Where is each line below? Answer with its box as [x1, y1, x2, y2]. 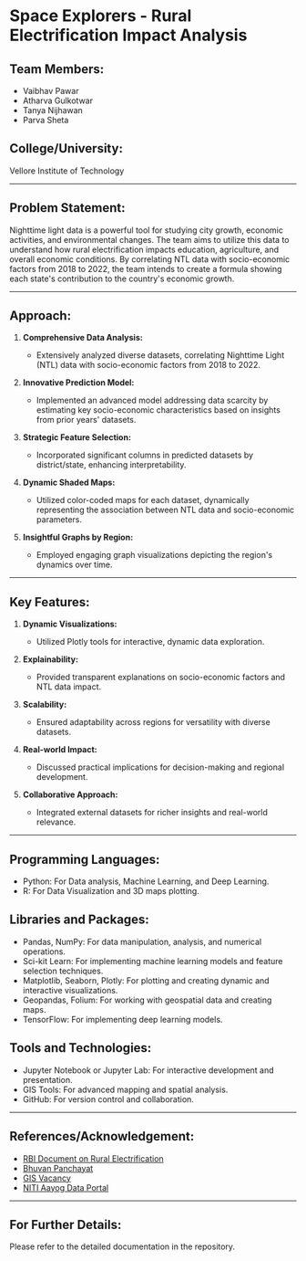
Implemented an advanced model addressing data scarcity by [36, 394, 269, 406]
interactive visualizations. [22, 984, 118, 995]
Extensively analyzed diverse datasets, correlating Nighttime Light [36, 350, 285, 361]
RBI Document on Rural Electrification [22, 1152, 164, 1164]
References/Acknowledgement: [9, 1129, 195, 1144]
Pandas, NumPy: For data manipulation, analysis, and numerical [22, 936, 262, 947]
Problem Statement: [9, 200, 126, 215]
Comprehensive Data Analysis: [22, 332, 143, 343]
